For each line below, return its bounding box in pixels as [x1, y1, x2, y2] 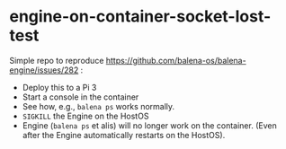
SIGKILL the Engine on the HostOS [22, 110, 149, 121]
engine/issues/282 [9, 65, 79, 75]
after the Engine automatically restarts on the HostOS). [22, 129, 226, 140]
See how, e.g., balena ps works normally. [22, 101, 175, 111]
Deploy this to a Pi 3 [22, 82, 97, 92]
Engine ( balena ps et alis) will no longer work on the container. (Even [22, 119, 277, 131]
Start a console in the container [22, 92, 139, 102]
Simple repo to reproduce [9, 55, 104, 66]
